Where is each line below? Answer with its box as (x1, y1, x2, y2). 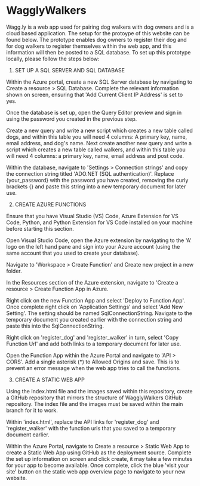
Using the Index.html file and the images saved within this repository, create (6, 387, 193, 395)
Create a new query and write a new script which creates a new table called (6, 127, 193, 134)
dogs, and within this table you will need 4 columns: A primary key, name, (6, 133, 187, 140)
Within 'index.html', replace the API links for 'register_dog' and (6, 418, 159, 425)
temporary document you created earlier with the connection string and (6, 316, 183, 323)
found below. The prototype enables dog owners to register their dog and (6, 36, 187, 43)
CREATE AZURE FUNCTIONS (14, 201, 87, 208)
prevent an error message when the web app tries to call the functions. (6, 364, 181, 371)
